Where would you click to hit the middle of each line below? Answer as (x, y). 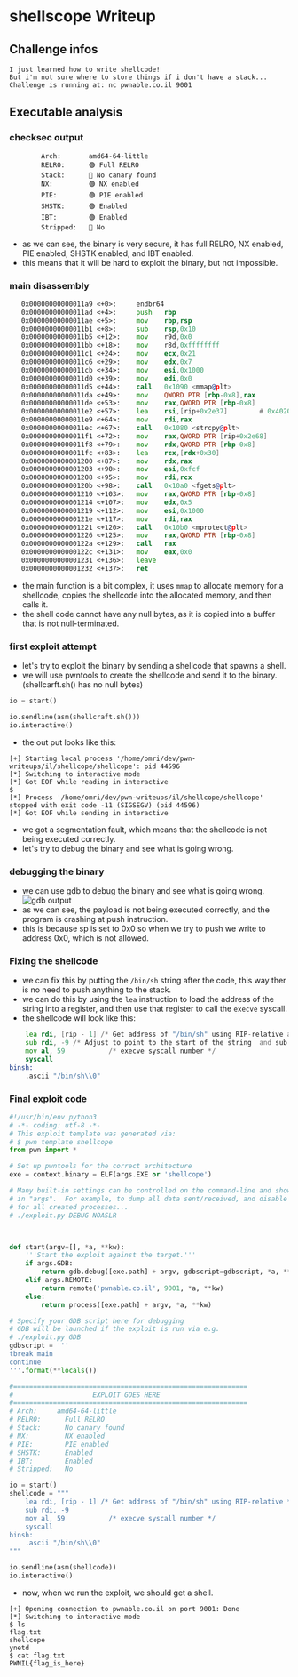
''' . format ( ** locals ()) (53, 1370)
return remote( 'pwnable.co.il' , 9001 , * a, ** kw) (133, 1288)
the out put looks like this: (69, 742)
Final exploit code (48, 1098)
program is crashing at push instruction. (95, 919)
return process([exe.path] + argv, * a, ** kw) (127, 1304)
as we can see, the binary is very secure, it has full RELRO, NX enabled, (153, 244)
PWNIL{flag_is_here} (47, 1663)
